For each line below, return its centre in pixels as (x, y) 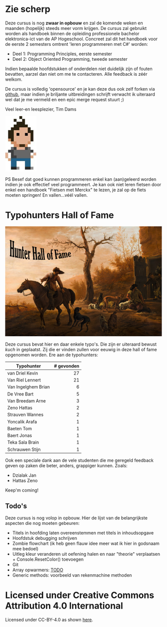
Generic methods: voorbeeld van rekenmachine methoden (72, 575)
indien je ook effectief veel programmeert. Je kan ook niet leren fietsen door (83, 184)
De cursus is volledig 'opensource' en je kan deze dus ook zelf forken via (80, 89)
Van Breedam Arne (27, 401)
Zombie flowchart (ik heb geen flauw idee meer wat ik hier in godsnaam (86, 543)
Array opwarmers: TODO (38, 570)
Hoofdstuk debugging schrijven (45, 538)
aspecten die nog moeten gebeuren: (42, 523)
